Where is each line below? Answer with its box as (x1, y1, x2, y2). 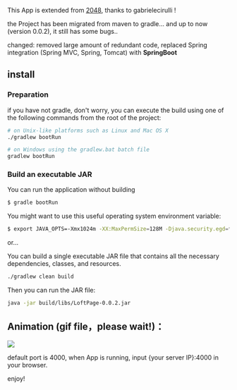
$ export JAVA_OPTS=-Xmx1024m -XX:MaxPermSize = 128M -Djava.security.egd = (7, 226, 229, 233)
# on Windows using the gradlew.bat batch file (7, 146, 150, 154)
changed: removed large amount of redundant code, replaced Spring (7, 41, 208, 49)
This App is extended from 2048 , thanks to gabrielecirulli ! (7, 6, 176, 14)
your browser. (7, 360, 48, 369)
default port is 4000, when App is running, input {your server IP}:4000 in (7, 353, 219, 362)
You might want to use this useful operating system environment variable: (7, 212, 221, 221)
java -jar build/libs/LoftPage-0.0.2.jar (7, 300, 131, 307)
